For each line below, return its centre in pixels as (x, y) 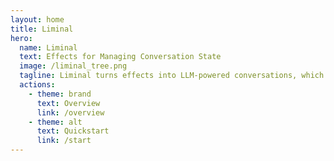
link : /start (64, 141)
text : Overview (68, 103)
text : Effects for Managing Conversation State (120, 57)
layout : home (37, 19)
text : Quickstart (73, 131)
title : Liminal (42, 29)
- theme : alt (55, 122)
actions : (37, 85)
